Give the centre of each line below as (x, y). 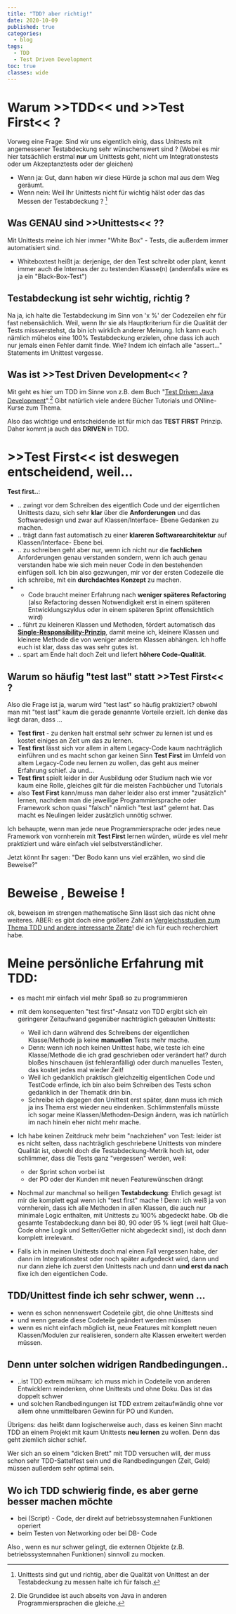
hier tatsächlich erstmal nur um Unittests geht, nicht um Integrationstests (113, 157)
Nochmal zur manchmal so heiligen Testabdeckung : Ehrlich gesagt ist (119, 1192)
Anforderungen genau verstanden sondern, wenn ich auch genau (112, 558)
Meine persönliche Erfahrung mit (105, 964)
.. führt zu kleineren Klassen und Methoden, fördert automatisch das (116, 625)
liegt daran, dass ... (35, 719)
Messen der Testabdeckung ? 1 (62, 201)
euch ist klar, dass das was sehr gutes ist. (78, 647)
